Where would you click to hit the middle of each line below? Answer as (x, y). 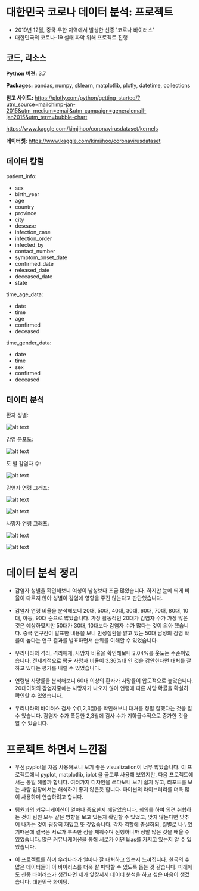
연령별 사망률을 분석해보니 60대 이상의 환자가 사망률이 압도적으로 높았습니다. (104, 681)
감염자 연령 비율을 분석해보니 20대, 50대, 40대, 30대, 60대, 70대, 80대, (98, 611)
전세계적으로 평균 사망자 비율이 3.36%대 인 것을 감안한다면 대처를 (109, 661)
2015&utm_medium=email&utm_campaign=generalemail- (76, 110)
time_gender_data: (29, 343)
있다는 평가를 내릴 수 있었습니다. (63, 668)
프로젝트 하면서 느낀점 (57, 749)
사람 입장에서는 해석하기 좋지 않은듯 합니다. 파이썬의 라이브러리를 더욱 (102, 790)
